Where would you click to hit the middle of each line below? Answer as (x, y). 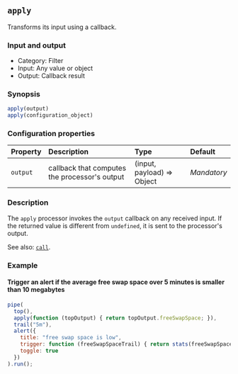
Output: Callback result (51, 76)
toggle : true (39, 351)
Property (26, 152)
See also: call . (29, 246)
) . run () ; (20, 364)
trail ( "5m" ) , (33, 324)
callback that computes (87, 168)
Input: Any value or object (55, 68)
